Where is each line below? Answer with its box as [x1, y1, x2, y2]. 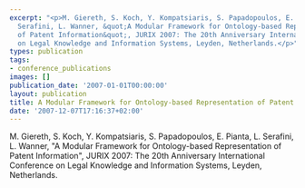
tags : [9, 55, 30, 64]
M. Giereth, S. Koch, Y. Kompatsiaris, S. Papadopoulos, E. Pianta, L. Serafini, [9, 131, 294, 142]
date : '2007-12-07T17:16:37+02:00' [9, 106, 144, 115]
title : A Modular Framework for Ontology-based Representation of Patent [9, 97, 295, 107]
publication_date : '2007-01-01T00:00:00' [9, 81, 169, 90]
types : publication [9, 47, 84, 56]
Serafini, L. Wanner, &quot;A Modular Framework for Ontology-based [17, 22, 282, 31]
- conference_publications [9, 64, 112, 74]
